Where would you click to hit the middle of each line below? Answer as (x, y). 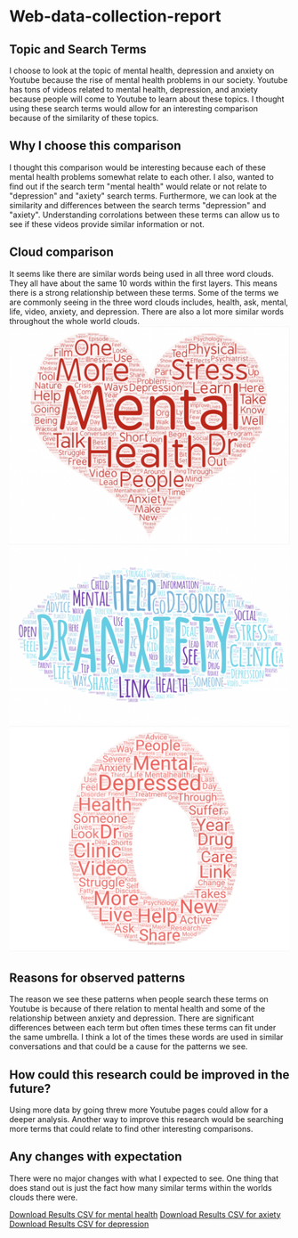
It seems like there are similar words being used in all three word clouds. (141, 273)
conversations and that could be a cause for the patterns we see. (129, 1047)
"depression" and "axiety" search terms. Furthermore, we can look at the (143, 195)
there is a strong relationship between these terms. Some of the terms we (144, 292)
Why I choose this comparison (95, 146)
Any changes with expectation (96, 1157)
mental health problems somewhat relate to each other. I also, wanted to (141, 176)
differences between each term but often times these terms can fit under (143, 1028)
